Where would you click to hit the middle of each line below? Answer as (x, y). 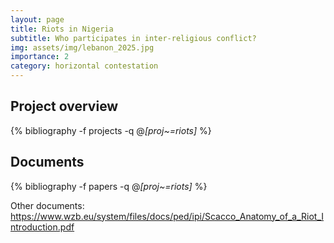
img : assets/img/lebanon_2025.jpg (82, 47)
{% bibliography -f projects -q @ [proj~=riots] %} (111, 130)
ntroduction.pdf (42, 227)
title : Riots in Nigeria (62, 29)
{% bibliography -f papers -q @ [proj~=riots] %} (109, 186)
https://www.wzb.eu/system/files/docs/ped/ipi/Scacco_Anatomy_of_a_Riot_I (167, 216)
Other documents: (47, 205)
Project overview (64, 106)
